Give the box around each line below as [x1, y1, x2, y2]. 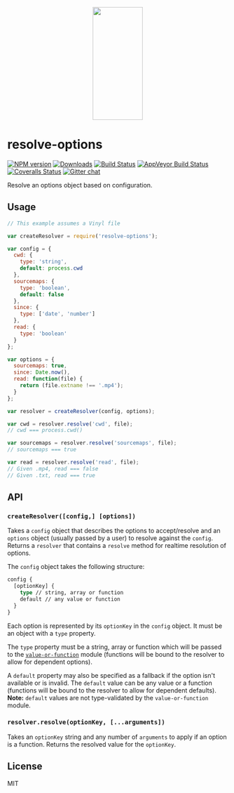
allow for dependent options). [7, 657, 92, 666]
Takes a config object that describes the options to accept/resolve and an [7, 527, 221, 535]
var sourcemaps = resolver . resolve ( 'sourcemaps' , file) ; [7, 440, 177, 447]
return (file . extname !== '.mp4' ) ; [20, 382, 124, 389]
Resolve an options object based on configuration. [7, 181, 153, 189]
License [7, 761, 43, 773]
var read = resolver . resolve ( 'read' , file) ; [7, 459, 139, 466]
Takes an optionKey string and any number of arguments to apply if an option [7, 733, 228, 741]
